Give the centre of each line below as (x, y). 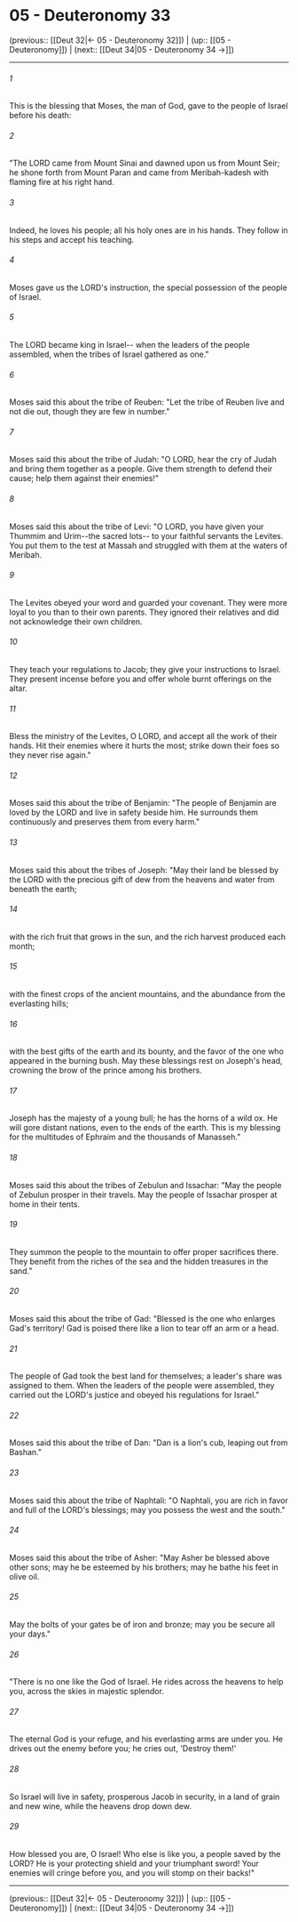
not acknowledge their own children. (76, 621)
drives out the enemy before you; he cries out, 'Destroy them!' (123, 1749)
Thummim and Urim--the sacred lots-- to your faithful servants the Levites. (146, 535)
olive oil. (24, 1576)
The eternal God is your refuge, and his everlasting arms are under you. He (146, 1739)
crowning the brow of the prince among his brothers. (106, 1070)
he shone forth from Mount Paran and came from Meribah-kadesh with (139, 173)
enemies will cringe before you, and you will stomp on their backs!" (132, 1872)
